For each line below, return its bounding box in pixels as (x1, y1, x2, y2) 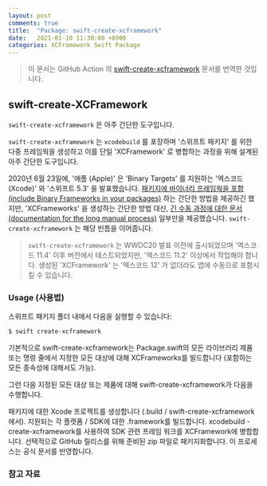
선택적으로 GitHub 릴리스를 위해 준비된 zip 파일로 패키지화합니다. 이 (25, 437, 237, 446)
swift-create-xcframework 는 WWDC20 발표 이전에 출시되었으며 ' (27, 240, 238, 249)
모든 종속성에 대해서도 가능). (8, 363, 96, 373)
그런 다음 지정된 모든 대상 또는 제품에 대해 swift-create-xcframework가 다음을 (8, 380, 253, 390)
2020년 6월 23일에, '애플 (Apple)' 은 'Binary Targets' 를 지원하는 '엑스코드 (8, 173, 244, 183)
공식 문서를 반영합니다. (22, 447, 94, 457)
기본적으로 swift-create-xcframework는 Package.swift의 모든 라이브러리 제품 (8, 343, 253, 353)
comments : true (8, 19, 59, 27)
